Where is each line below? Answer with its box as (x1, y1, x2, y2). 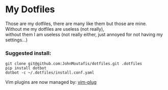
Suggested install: (5, 50, 51, 57)
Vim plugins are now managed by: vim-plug (5, 79, 97, 85)
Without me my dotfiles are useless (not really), (5, 26, 104, 32)
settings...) (5, 37, 28, 43)
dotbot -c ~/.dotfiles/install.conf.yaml (5, 70, 95, 75)
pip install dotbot (5, 65, 47, 71)
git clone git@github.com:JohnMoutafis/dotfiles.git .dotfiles (5, 61, 143, 66)
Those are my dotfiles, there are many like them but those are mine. (5, 20, 147, 27)
